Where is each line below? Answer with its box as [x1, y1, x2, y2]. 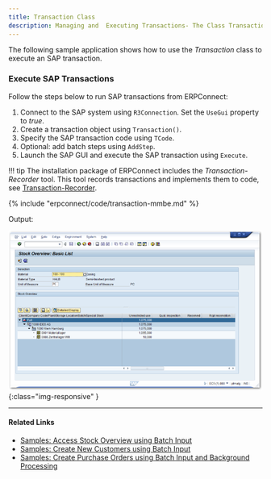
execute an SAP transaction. [8, 53, 102, 63]
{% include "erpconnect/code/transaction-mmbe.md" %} [8, 198, 199, 208]
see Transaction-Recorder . [8, 182, 98, 193]
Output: [8, 214, 34, 223]
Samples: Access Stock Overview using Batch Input [19, 435, 192, 445]
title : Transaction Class [8, 13, 95, 21]
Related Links [8, 418, 55, 427]
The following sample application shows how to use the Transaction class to [8, 44, 262, 54]
